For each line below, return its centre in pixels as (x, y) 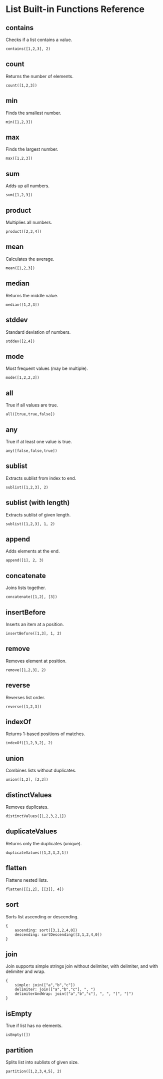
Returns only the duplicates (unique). (44, 843)
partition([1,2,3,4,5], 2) (34, 1071)
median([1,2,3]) (22, 305)
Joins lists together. (26, 588)
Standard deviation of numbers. (38, 332)
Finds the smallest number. (33, 113)
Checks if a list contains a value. (39, 40)
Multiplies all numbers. (29, 222)
